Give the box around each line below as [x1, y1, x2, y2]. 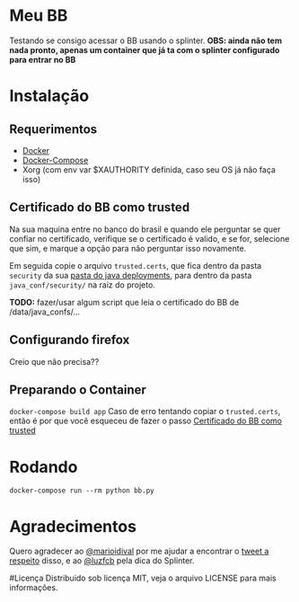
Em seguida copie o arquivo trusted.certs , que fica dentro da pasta [9, 260, 262, 270]
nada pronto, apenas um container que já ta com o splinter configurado [9, 44, 280, 55]
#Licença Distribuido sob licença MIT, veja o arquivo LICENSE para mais [9, 572, 277, 584]
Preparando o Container [9, 382, 146, 397]
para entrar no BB [9, 54, 76, 65]
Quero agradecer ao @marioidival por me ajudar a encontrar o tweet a [9, 545, 269, 557]
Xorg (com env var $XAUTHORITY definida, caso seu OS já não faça [22, 164, 277, 175]
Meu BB [9, 5, 68, 26]
